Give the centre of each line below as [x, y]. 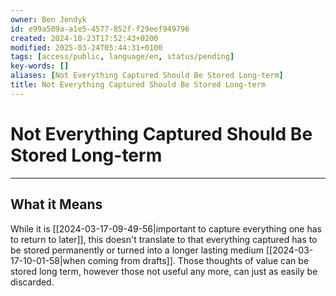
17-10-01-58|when [48, 260]
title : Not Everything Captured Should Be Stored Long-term [138, 85]
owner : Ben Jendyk [48, 19]
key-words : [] [40, 66]
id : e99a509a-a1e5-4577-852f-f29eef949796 [100, 29]
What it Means [56, 204]
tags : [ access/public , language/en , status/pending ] [122, 57]
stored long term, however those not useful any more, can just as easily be [164, 271]
